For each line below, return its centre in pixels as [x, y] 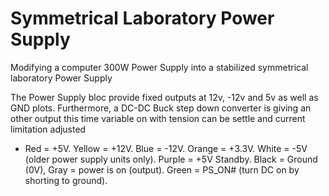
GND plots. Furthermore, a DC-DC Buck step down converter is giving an [161, 108]
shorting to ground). [66, 180]
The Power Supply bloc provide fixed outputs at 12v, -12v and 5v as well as [164, 97]
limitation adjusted [48, 129]
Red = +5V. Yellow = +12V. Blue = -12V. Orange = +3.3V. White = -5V [166, 148]
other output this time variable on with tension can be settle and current [158, 118]
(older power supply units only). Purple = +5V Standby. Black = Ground [171, 159]
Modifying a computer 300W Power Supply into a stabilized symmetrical [159, 67]
